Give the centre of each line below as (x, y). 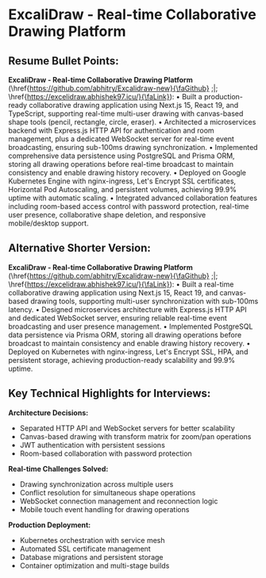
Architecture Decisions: (48, 412)
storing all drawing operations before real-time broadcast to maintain (121, 164)
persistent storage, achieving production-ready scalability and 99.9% (122, 360)
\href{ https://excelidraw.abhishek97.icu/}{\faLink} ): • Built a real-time (121, 284)
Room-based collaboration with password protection (106, 453)
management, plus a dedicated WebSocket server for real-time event (121, 139)
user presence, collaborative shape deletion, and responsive (107, 215)
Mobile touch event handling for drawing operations (104, 509)
